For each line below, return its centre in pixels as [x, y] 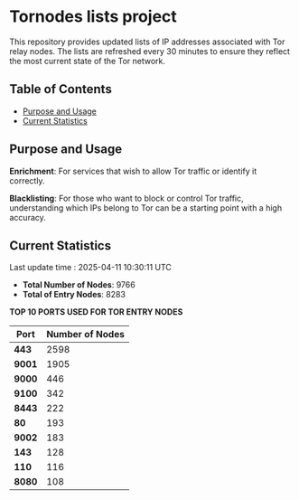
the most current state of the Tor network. [87, 61]
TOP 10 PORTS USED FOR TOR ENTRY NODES [96, 312]
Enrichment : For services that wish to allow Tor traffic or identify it [133, 171]
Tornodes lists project [93, 17]
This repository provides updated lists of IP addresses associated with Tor [147, 42]
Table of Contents [61, 89]
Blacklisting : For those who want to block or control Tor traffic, [126, 198]
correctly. [27, 180]
